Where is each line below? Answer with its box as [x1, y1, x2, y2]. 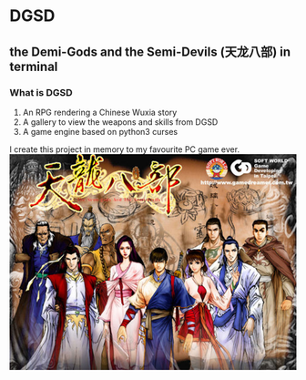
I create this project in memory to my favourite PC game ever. [9, 143, 240, 155]
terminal [9, 58, 58, 74]
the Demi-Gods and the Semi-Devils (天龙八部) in [9, 44, 291, 59]
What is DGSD [9, 86, 73, 98]
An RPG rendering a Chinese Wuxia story [22, 107, 178, 118]
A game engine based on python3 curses [22, 126, 178, 137]
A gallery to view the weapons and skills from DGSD [22, 116, 219, 128]
